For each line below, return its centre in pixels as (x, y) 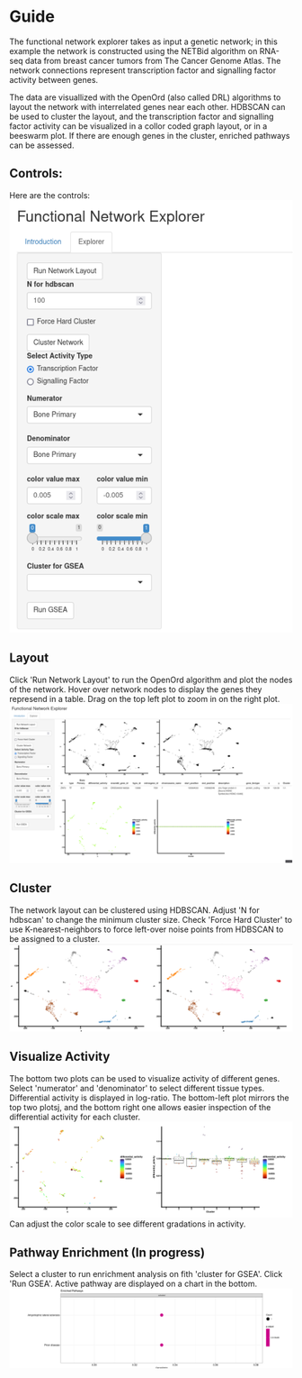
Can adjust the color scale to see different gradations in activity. (128, 1224)
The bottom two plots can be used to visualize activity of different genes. (145, 1078)
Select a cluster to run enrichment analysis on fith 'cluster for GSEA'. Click (146, 1274)
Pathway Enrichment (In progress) (107, 1252)
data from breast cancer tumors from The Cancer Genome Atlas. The (153, 60)
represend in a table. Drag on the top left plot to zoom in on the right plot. (145, 698)
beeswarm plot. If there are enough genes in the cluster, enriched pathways (150, 135)
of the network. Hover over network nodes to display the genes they (136, 689)
